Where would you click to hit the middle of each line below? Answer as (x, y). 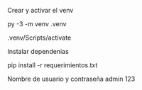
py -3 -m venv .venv (37, 24)
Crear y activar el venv (40, 10)
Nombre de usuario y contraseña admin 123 (71, 79)
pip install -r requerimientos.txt (53, 65)
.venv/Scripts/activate (39, 38)
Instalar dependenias (38, 51)
